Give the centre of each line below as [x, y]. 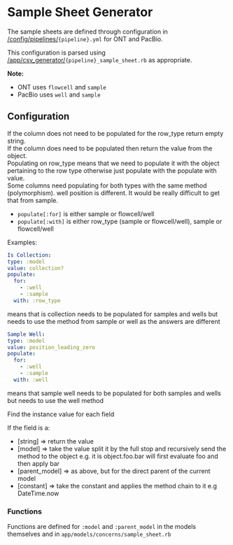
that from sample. [33, 200]
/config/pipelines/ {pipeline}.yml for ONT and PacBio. [85, 38]
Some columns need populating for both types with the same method [107, 185]
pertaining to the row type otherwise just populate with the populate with [112, 170]
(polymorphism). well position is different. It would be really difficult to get [114, 192]
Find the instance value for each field [61, 414]
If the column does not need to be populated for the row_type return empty [115, 133]
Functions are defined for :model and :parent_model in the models [102, 527]
